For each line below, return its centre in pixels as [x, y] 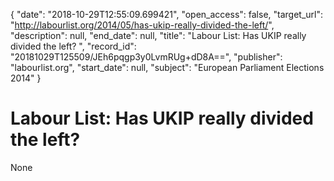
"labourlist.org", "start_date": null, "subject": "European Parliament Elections [167, 67]
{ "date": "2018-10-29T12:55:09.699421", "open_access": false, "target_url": [167, 14]
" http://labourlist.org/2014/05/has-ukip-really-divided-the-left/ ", [142, 25]
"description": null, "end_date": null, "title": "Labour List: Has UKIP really [158, 35]
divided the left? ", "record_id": [73, 46]
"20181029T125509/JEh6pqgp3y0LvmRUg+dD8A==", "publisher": [146, 57]
